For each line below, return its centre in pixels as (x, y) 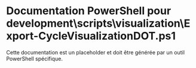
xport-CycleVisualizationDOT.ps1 (91, 36)
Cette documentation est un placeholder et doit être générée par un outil (96, 52)
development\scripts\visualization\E (98, 23)
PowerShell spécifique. (34, 59)
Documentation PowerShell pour (89, 11)
